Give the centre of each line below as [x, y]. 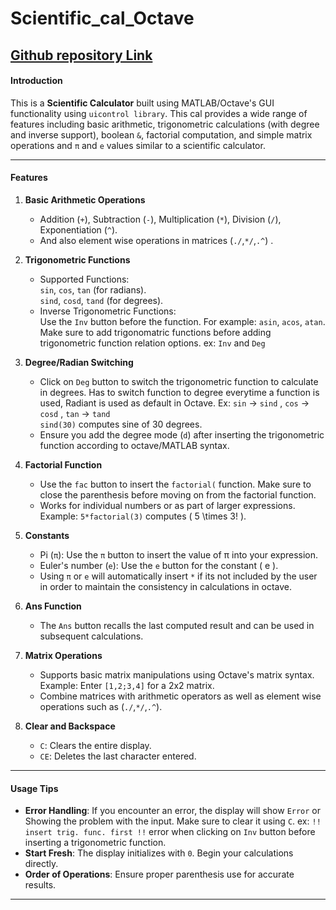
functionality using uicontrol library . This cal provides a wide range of [159, 113]
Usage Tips [34, 788]
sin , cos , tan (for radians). [93, 289]
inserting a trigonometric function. [95, 843]
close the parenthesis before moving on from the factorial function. [178, 494]
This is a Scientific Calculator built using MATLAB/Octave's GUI [142, 103]
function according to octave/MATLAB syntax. [134, 445]
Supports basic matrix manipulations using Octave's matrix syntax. [177, 674]
